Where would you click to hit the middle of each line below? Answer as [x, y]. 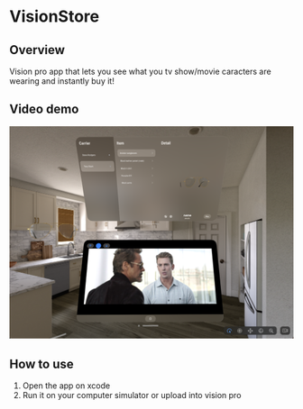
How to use [41, 364]
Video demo [44, 109]
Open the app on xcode [66, 386]
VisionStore [55, 17]
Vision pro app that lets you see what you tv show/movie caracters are [141, 71]
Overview [37, 50]
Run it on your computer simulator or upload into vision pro [132, 395]
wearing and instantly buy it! [62, 81]
